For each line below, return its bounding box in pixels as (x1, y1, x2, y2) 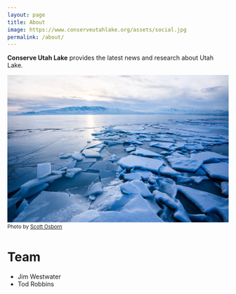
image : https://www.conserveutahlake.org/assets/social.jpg (7, 26, 188, 33)
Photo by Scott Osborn (7, 223, 63, 231)
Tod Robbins (17, 280, 55, 288)
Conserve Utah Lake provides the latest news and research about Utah (7, 53, 214, 62)
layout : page (7, 11, 46, 18)
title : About (7, 18, 46, 26)
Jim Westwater (17, 272, 61, 281)
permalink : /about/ (7, 34, 65, 41)
